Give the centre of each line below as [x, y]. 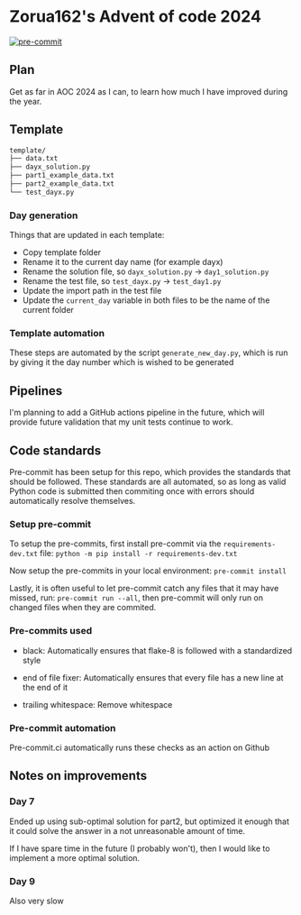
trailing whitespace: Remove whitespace [97, 704]
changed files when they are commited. [83, 608]
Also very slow [37, 901]
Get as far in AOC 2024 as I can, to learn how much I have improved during [149, 91]
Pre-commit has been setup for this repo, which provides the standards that [150, 472]
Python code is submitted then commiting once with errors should [132, 491]
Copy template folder [62, 252]
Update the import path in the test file [92, 291]
